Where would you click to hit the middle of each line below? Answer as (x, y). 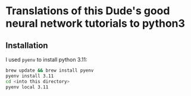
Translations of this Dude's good (88, 11)
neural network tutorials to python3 (95, 23)
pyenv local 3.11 (27, 87)
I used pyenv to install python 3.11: (46, 60)
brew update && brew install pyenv (50, 71)
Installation (27, 45)
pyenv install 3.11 (30, 76)
